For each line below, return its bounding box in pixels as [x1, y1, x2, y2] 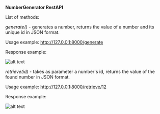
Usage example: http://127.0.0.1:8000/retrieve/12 [5, 84, 107, 90]
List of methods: [5, 14, 40, 20]
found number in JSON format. [5, 74, 70, 80]
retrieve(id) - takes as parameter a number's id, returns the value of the [5, 68, 155, 74]
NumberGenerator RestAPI [5, 5, 63, 10]
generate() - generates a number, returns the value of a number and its [5, 24, 154, 30]
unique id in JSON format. [5, 29, 60, 35]
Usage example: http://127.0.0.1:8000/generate [5, 39, 103, 45]
